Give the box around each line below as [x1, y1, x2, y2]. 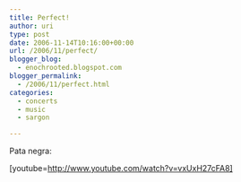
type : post [9, 30, 50, 39]
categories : [9, 88, 54, 97]
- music [17, 105, 47, 114]
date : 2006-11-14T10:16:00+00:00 [9, 38, 134, 48]
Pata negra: [9, 145, 52, 157]
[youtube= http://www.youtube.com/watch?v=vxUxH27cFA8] [9, 163, 233, 174]
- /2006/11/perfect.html [17, 80, 110, 89]
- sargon [17, 113, 50, 122]
